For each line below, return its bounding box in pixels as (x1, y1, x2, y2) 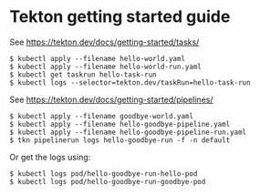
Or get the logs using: (9, 151, 91, 162)
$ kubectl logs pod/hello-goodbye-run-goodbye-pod (9, 177, 206, 186)
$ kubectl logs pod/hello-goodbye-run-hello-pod (9, 169, 198, 179)
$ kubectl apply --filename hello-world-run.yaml (9, 62, 203, 71)
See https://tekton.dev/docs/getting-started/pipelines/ (9, 94, 213, 105)
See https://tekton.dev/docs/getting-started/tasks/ (9, 36, 200, 47)
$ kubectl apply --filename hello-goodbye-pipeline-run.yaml (9, 128, 247, 137)
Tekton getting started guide (9, 6, 231, 27)
